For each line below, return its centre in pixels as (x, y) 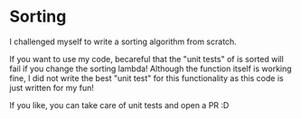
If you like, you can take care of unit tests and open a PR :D (119, 105)
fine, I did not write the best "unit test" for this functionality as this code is (146, 78)
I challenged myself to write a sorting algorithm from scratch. (123, 41)
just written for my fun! (52, 87)
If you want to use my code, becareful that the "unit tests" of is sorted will (147, 59)
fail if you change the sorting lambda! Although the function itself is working (150, 69)
